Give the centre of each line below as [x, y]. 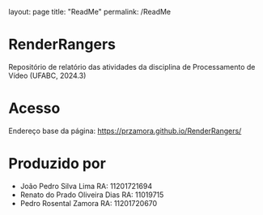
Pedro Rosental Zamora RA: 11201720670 [89, 203]
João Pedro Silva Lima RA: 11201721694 [86, 186]
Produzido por [57, 163]
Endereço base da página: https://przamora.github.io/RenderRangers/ [125, 131]
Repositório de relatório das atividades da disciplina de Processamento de [132, 67]
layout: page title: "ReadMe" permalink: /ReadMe [90, 12]
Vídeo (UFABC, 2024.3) [47, 75]
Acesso [34, 108]
